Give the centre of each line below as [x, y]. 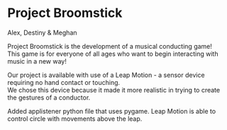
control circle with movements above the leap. [75, 119]
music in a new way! [37, 61]
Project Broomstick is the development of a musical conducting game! [110, 46]
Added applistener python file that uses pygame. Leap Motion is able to [112, 111]
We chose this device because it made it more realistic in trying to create [114, 90]
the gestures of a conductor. [49, 97]
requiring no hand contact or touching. [64, 82]
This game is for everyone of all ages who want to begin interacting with [113, 54]
